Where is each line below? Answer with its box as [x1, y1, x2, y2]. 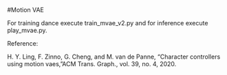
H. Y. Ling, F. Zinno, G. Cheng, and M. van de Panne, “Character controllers [7, 52, 221, 61]
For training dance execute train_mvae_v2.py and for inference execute [7, 19, 208, 27]
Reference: [7, 40, 39, 47]
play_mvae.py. [7, 27, 47, 34]
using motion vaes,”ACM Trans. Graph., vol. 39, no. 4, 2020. [7, 60, 177, 67]
